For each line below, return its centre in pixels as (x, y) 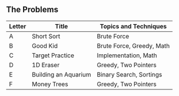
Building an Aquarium (62, 74)
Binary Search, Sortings (130, 74)
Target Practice (53, 55)
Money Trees (50, 84)
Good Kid (45, 45)
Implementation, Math (127, 55)
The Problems (32, 10)
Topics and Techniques (133, 26)
